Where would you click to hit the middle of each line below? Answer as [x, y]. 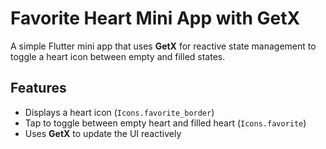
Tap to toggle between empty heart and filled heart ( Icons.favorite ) [165, 123]
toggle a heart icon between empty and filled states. [118, 56]
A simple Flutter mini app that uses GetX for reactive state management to [163, 46]
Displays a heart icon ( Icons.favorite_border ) [119, 112]
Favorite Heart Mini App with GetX [155, 18]
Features [38, 88]
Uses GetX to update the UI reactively [103, 133]
